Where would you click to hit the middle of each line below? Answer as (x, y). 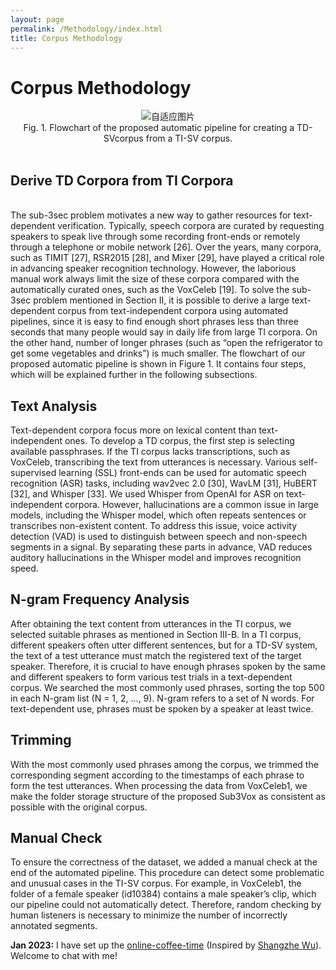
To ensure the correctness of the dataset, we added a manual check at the (164, 862)
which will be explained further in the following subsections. (134, 375)
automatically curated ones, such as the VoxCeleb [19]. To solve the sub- (161, 290)
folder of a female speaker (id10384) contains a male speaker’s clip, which (163, 894)
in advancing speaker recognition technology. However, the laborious (153, 268)
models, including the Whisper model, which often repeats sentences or (158, 515)
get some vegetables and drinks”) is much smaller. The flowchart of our (158, 353)
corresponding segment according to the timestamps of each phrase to (157, 775)
